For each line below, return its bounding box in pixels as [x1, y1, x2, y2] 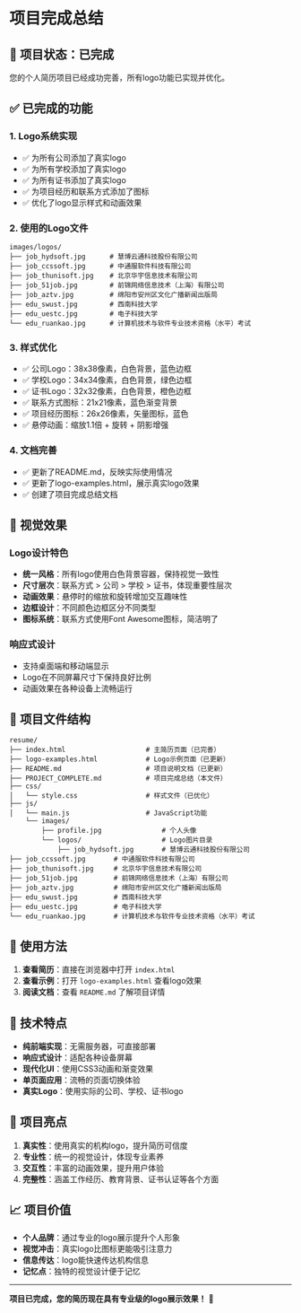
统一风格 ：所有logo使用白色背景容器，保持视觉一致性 [21, 569, 219, 580]
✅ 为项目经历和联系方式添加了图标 [21, 186, 150, 197]
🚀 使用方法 [9, 939, 67, 954]
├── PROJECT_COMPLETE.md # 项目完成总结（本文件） [9, 774, 228, 783]
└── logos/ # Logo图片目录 [41, 836, 213, 845]
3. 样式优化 [9, 341, 57, 354]
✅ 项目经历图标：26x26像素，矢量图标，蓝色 [21, 408, 189, 419]
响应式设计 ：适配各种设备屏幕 [21, 1052, 133, 1063]
